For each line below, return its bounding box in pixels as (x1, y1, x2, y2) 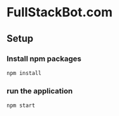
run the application (6, 86, 73, 95)
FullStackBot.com (6, 4, 113, 21)
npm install (6, 69, 42, 76)
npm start (6, 102, 36, 110)
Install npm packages (6, 54, 82, 64)
